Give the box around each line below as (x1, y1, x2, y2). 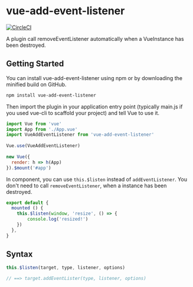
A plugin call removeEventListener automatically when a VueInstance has (6, 35, 184, 42)
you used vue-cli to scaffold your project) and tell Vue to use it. (6, 109, 160, 116)
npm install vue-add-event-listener (6, 92, 96, 98)
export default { (6, 200, 49, 206)
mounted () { (11, 205, 44, 211)
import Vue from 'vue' (6, 120, 62, 127)
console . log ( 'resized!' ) (27, 216, 89, 222)
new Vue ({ (6, 154, 31, 160)
